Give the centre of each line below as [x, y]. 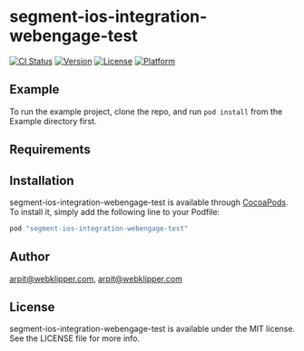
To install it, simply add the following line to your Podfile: [115, 211]
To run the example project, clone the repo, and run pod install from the [146, 112]
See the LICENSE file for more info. [75, 338]
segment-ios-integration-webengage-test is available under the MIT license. [152, 329]
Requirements [50, 150]
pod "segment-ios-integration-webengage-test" [99, 229]
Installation [42, 180]
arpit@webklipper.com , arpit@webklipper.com [96, 278]
